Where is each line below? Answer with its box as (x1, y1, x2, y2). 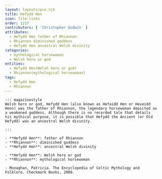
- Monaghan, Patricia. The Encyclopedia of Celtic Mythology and (5, 165, 140, 170)
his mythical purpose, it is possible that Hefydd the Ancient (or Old (5, 114, 153, 119)
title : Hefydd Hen (5, 12, 42, 17)
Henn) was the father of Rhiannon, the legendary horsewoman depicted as (5, 106, 158, 111)
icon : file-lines (5, 16, 40, 21)
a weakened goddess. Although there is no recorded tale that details (5, 110, 151, 115)
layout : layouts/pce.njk (5, 7, 55, 12)
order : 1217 (5, 20, 29, 26)
